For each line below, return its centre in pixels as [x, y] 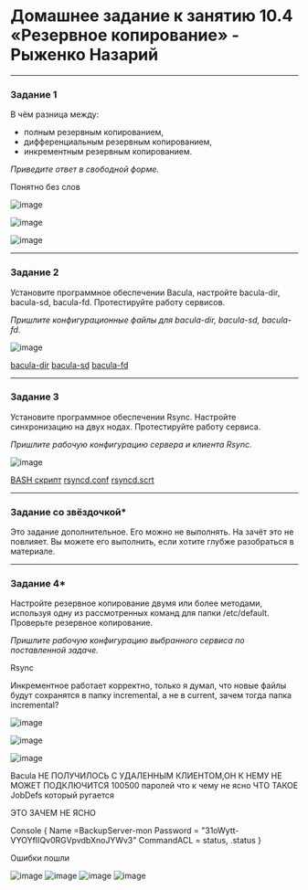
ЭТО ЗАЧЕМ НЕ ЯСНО [53, 813]
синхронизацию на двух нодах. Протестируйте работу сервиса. [136, 427]
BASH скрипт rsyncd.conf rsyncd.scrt [82, 480]
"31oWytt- [220, 831]
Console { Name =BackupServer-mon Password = [105, 831]
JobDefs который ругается [63, 795]
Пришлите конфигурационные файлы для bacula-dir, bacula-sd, [135, 320]
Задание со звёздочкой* [69, 512]
